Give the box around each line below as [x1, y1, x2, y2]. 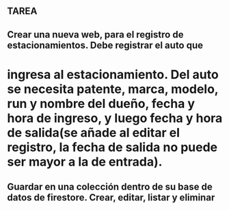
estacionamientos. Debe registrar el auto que [7, 39, 204, 51]
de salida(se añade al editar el [7, 124, 180, 140]
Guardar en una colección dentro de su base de [7, 181, 213, 193]
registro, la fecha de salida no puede [7, 140, 218, 155]
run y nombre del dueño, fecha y [7, 96, 196, 111]
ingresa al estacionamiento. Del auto [7, 66, 219, 82]
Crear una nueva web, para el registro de [7, 29, 184, 40]
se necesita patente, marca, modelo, [7, 81, 219, 96]
